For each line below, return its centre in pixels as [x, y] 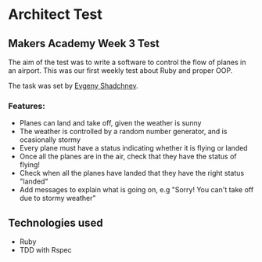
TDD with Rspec [45, 250]
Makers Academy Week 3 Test [84, 44]
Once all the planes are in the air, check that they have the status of [128, 156]
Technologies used [56, 222]
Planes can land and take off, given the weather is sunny [110, 123]
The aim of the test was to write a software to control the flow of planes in [127, 62]
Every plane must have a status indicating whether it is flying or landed [133, 148]
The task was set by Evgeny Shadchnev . [73, 86]
